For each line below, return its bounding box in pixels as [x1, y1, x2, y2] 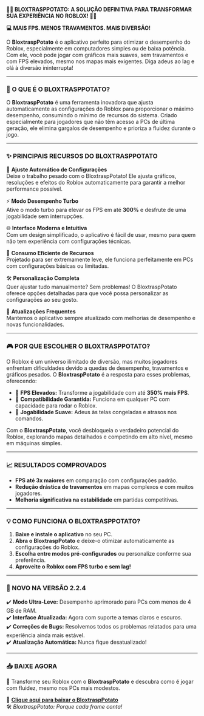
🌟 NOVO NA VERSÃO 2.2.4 [6, 584, 86, 592]
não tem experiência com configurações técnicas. [6, 237, 132, 245]
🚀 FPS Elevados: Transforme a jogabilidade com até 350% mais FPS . [15, 389, 189, 396]
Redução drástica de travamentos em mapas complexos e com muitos [15, 483, 194, 491]
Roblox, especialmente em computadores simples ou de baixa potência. [6, 45, 186, 52]
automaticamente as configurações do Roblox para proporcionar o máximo [6, 105, 194, 112]
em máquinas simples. [6, 439, 63, 446]
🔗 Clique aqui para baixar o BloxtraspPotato [6, 696, 118, 704]
